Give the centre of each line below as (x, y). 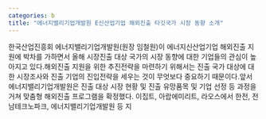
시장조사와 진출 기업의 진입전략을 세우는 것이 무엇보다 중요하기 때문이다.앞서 (135, 76)
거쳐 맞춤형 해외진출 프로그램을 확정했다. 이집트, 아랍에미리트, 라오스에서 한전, (129, 96)
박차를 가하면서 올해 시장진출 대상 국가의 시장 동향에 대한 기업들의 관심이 (135, 56)
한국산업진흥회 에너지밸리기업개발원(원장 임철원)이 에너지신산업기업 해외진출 (127, 46)
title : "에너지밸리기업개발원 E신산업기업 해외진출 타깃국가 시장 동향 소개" (116, 23)
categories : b (32, 15)
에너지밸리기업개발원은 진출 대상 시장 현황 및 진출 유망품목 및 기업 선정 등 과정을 (133, 86)
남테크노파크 (28, 106)
